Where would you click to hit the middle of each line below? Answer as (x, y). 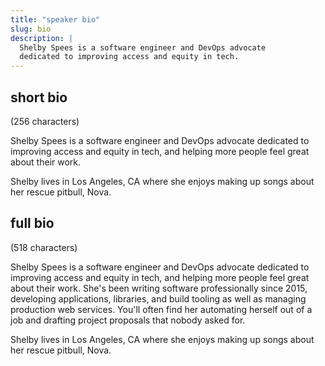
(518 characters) (44, 247)
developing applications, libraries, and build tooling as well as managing (158, 298)
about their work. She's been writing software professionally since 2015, (159, 288)
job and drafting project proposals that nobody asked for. (128, 320)
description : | (42, 38)
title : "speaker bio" (55, 19)
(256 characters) (45, 121)
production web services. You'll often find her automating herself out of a (161, 309)
